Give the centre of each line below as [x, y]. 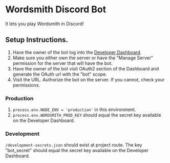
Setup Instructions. [37, 40]
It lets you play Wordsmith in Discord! [45, 24]
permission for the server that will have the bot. [62, 63]
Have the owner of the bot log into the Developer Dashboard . [77, 52]
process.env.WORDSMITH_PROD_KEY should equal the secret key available [87, 115]
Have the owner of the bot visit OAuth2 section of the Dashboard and [86, 68]
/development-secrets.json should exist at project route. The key [74, 145]
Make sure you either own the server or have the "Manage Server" [83, 58]
